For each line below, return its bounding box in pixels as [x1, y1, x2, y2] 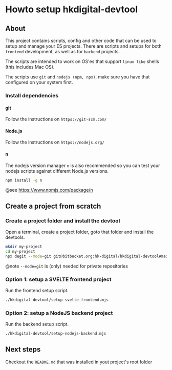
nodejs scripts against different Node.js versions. [5, 168, 109, 174]
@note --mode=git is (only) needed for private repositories [5, 263, 128, 269]
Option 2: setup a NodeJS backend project [5, 309, 113, 316]
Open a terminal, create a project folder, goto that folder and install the [5, 229, 154, 235]
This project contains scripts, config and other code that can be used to [5, 37, 157, 44]
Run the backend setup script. [5, 321, 69, 327]
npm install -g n [5, 178, 42, 183]
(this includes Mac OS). [5, 64, 55, 70]
